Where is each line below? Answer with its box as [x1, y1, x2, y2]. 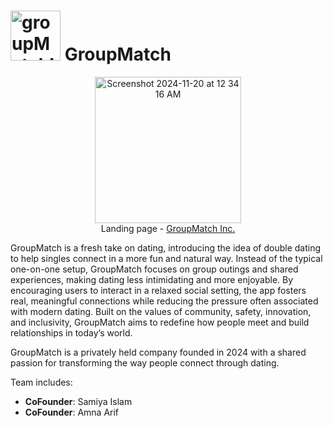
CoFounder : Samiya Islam [24, 395, 133, 407]
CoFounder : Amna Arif [24, 406, 120, 418]
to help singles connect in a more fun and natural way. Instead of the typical [10, 252, 323, 264]
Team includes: [10, 376, 73, 388]
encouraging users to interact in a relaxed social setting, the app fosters [10, 284, 307, 296]
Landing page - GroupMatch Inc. [100, 222, 236, 234]
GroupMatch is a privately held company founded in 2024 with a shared [10, 346, 307, 358]
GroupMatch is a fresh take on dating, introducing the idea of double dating [10, 241, 322, 254]
